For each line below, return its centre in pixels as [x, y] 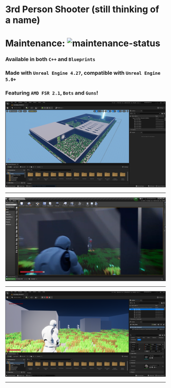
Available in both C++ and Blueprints [50, 59]
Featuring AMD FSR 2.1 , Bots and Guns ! [52, 93]
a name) [23, 20]
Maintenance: [35, 43]
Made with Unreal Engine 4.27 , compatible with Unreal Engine [83, 73]
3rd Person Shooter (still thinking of [82, 9]
